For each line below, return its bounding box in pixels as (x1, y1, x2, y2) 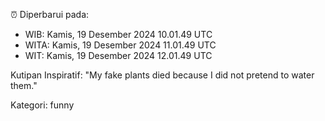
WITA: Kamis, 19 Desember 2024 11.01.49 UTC (24, 39, 217, 51)
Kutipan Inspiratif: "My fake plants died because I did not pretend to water (10, 69, 315, 81)
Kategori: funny (10, 99, 75, 111)
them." (10, 80, 38, 91)
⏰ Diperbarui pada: (10, 9, 90, 20)
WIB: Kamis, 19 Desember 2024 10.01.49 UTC (24, 29, 213, 40)
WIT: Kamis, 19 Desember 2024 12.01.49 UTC (24, 50, 213, 61)
